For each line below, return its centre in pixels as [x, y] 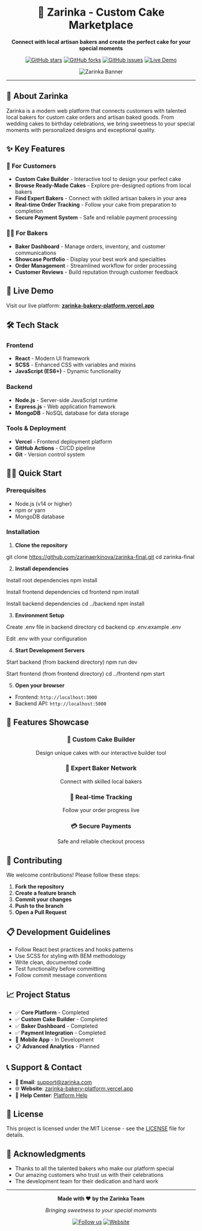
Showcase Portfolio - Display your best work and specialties [90, 259]
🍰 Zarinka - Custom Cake [101, 12]
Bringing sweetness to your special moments [101, 1211]
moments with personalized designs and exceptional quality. [81, 130]
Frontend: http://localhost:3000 [56, 697]
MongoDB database [40, 516]
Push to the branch [39, 906]
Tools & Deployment [36, 429]
